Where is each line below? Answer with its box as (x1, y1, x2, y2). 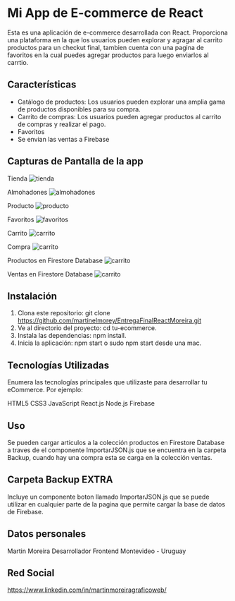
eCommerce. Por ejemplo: (7, 386, 83, 394)
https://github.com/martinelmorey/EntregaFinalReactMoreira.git (17, 316, 202, 325)
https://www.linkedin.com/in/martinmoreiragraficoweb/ (7, 585, 167, 594)
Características (7, 79, 77, 91)
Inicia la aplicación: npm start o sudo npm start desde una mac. (17, 339, 202, 347)
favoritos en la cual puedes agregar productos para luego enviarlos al (7, 51, 209, 59)
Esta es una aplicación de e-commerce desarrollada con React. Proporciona (7, 28, 229, 37)
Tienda (7, 174, 28, 183)
